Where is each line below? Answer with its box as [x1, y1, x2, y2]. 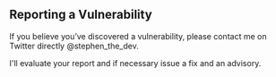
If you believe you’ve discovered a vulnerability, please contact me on [9, 30, 267, 41]
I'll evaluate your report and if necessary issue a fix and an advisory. [9, 57, 262, 68]
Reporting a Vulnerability [9, 7, 152, 22]
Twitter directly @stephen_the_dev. [9, 40, 139, 51]
